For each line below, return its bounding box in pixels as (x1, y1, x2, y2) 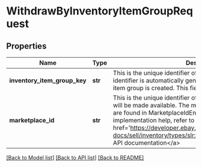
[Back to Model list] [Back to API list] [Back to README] (6, 154, 144, 161)
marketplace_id (9, 116, 55, 124)
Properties (6, 41, 47, 51)
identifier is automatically (113, 76, 185, 85)
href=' (113, 124, 130, 132)
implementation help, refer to (113, 116, 195, 124)
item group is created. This (113, 84, 189, 92)
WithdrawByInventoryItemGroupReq (6, 4, 194, 18)
